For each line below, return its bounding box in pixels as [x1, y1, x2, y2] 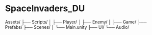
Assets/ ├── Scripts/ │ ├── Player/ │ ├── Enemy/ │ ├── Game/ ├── [5, 19, 147, 25]
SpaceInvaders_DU [5, 3, 85, 14]
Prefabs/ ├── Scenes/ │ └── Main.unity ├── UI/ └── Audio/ [5, 24, 129, 30]
